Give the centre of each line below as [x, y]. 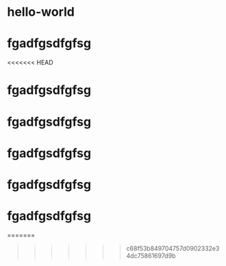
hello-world [41, 12]
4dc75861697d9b [151, 256]
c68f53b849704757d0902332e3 [173, 248]
